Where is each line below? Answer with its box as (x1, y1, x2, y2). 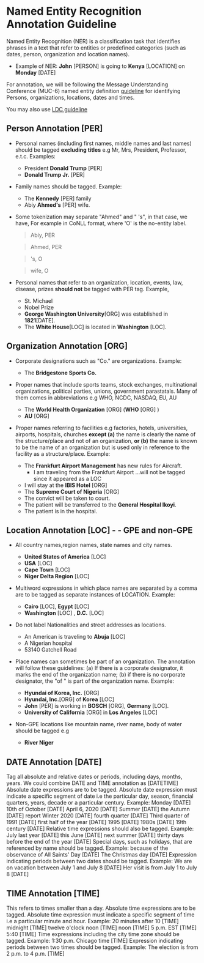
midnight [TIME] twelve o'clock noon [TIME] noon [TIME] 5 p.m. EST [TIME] (6, 924, 197, 931)
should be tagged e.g (15, 727, 69, 735)
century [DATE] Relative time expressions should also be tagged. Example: (6, 825, 194, 833)
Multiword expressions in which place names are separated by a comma (15, 584, 197, 592)
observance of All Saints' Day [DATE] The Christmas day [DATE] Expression (6, 851, 197, 858)
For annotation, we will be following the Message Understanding (6, 81, 169, 88)
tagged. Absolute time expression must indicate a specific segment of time (6, 911, 195, 918)
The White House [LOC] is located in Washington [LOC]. (24, 323, 167, 330)
